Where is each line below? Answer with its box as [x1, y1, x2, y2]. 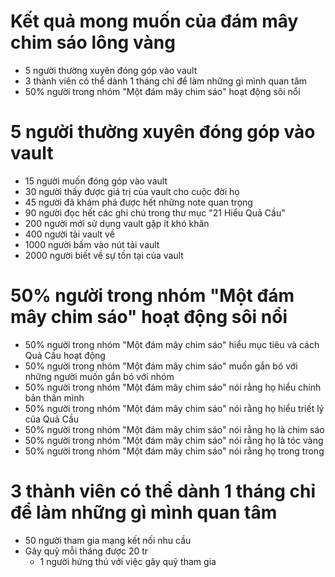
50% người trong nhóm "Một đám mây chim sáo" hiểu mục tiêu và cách [24, 338, 320, 350]
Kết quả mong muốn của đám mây [10, 10, 299, 33]
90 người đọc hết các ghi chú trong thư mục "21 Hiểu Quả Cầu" [24, 206, 286, 219]
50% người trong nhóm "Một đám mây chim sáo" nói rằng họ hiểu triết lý [24, 402, 325, 414]
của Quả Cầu [24, 413, 80, 425]
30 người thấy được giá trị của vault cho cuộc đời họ [24, 185, 240, 197]
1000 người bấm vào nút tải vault [24, 238, 160, 250]
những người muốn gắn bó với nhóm [24, 370, 175, 382]
